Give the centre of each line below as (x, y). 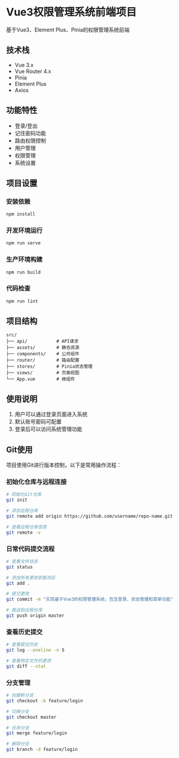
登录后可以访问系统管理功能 (48, 429)
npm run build (24, 272)
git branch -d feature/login (42, 750)
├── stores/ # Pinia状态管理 (49, 367)
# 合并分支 (18, 728)
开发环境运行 (25, 231)
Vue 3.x (24, 65)
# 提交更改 (18, 594)
